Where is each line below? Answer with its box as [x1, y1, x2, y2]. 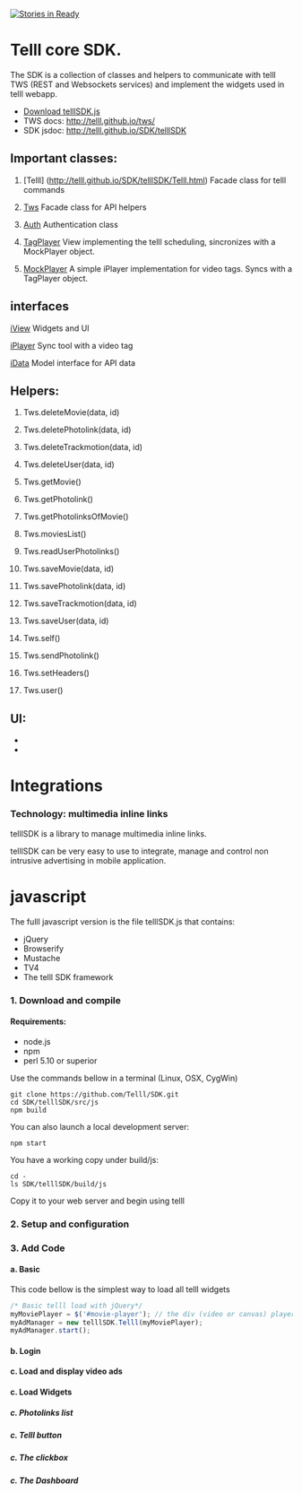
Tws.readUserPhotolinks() [22, 546, 120, 557]
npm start [10, 1139, 47, 1148]
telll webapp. [10, 88, 57, 99]
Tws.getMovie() [22, 476, 82, 488]
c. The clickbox [10, 1453, 68, 1463]
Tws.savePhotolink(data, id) [22, 581, 126, 592]
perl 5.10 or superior [22, 1055, 98, 1066]
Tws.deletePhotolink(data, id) [22, 424, 132, 435]
